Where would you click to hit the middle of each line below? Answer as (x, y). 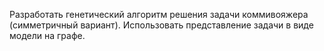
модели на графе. (47, 35)
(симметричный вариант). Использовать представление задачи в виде (161, 25)
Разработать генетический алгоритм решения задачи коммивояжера (159, 14)
